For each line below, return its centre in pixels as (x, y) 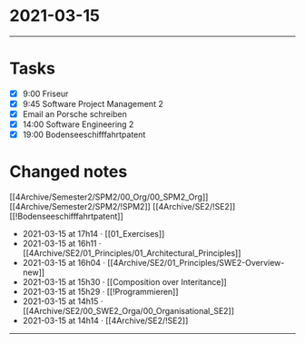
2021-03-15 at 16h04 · (64, 263)
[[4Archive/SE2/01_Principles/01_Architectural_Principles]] (132, 253)
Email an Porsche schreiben (74, 114)
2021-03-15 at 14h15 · (63, 301)
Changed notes (69, 172)
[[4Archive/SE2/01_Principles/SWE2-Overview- (196, 263)
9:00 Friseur (45, 93)
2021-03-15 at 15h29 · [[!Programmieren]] (100, 292)
